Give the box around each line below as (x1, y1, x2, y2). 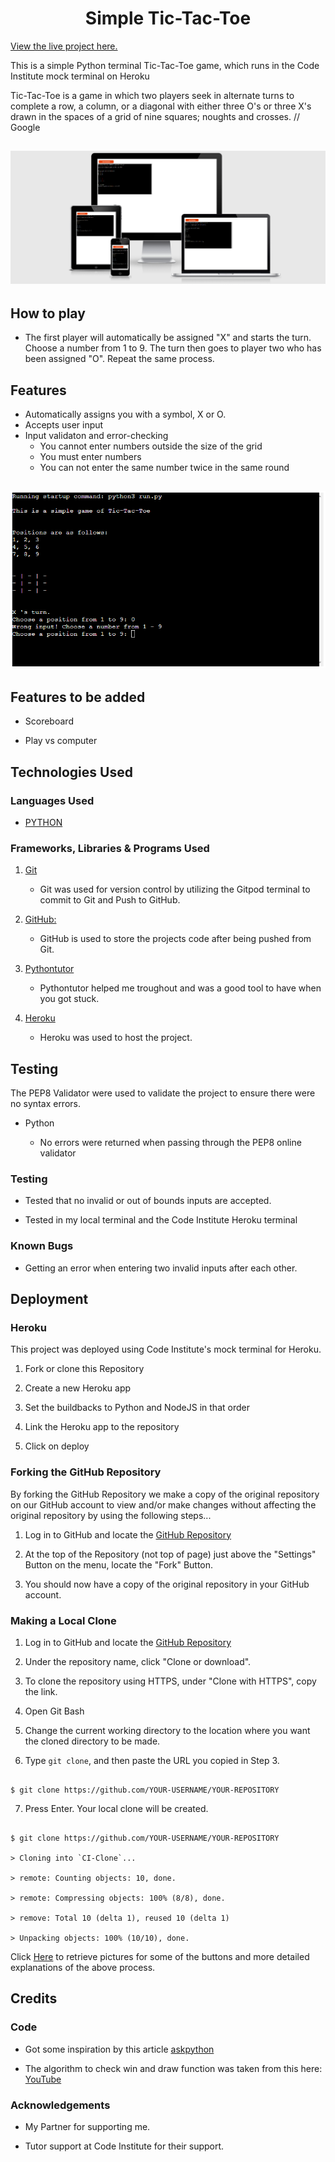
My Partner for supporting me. (24, 2120, 151, 2132)
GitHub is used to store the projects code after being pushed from (39, 933, 312, 945)
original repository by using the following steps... (10, 1509, 212, 1521)
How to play (10, 305, 86, 322)
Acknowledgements (10, 2098, 111, 2112)
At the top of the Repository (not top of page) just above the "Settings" (24, 1548, 317, 1560)
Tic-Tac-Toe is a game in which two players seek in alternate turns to (10, 89, 295, 101)
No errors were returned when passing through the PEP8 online (39, 1137, 302, 1149)
